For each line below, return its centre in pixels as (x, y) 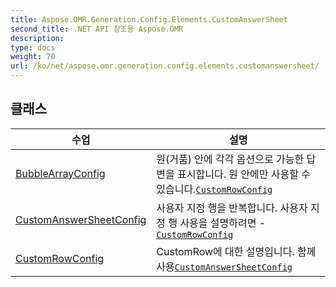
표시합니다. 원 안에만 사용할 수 (244, 174)
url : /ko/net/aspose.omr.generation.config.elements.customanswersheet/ (165, 66)
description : (37, 38)
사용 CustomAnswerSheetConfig (224, 266)
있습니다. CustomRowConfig (214, 189)
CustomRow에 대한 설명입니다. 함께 (236, 251)
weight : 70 (33, 57)
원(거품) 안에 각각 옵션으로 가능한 (230, 159)
